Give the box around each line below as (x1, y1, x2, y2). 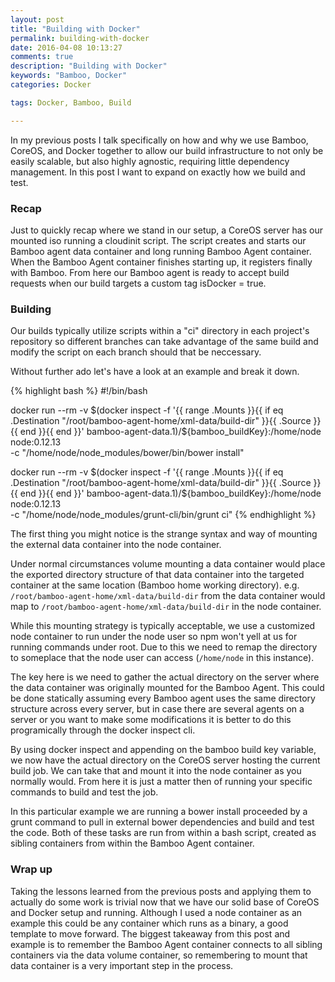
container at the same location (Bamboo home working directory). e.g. (10, 579, 300, 591)
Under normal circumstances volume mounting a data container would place (10, 558, 326, 570)
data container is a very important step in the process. (10, 959, 234, 971)
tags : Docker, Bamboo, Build (10, 97, 132, 108)
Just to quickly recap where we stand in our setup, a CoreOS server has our (10, 224, 323, 236)
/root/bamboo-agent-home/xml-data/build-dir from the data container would (10, 590, 326, 602)
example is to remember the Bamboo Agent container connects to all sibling (10, 938, 323, 950)
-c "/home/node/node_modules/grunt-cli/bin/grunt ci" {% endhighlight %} (10, 509, 317, 521)
